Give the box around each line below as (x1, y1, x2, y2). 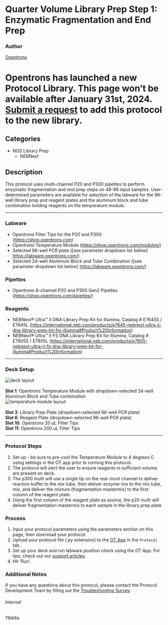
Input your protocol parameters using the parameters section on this (12, 526, 153, 532)
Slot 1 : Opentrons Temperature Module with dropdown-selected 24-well (5, 388, 154, 394)
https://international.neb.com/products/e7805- (50, 338, 147, 344)
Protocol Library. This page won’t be (5, 82, 159, 94)
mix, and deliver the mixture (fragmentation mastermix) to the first (12, 486, 148, 492)
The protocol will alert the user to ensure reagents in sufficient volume (12, 465, 157, 471)
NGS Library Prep (12, 148, 49, 154)
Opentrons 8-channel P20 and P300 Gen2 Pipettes (12, 287, 118, 293)
